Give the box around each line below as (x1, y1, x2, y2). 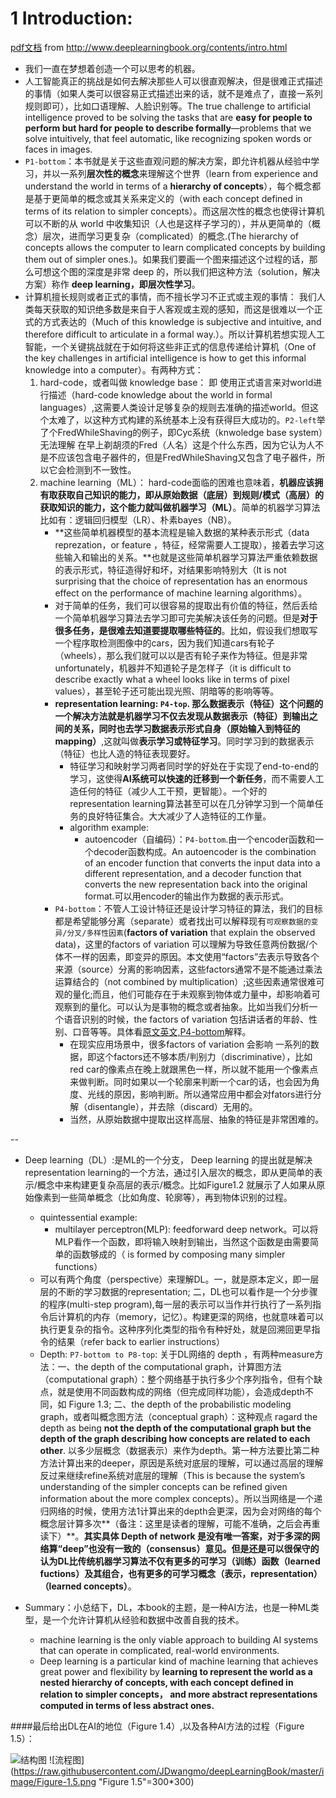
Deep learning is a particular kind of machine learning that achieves (39, 1655, 319, 1667)
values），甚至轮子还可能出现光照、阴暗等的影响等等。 (54, 685, 280, 697)
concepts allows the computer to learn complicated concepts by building (24, 241, 326, 253)
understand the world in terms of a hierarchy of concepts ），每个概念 (24, 180, 313, 192)
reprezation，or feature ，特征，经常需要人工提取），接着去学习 (54, 538, 316, 551)
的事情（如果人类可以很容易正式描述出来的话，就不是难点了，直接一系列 (24, 87, 323, 99)
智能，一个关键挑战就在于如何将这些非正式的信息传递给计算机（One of (24, 340, 317, 352)
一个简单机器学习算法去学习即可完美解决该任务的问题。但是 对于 (54, 612, 318, 624)
